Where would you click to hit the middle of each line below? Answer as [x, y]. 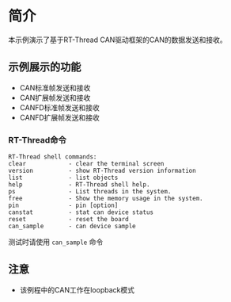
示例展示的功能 [45, 67]
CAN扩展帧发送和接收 [55, 97]
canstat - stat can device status [81, 212]
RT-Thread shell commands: [53, 157]
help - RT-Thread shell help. [79, 185]
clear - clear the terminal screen [86, 164]
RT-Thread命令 [38, 140]
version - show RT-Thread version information [102, 171]
